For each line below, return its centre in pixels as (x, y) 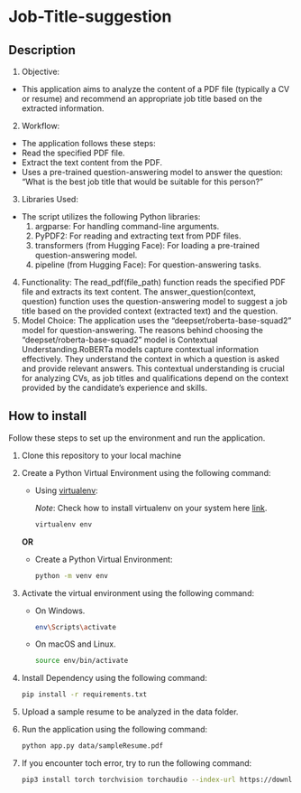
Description (42, 50)
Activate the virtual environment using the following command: (137, 592)
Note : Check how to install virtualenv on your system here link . (151, 508)
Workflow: (41, 126)
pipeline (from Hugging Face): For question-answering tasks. (148, 265)
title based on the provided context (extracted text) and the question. (150, 311)
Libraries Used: (50, 199)
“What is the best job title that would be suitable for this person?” (142, 182)
